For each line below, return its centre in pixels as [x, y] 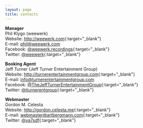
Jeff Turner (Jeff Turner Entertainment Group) [51, 69]
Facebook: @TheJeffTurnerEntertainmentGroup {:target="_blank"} [72, 84]
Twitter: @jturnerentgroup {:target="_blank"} [49, 90]
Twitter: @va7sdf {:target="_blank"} [40, 120]
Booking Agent [21, 64]
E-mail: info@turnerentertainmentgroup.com [50, 79]
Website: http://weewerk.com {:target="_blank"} [53, 38]
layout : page [18, 10]
